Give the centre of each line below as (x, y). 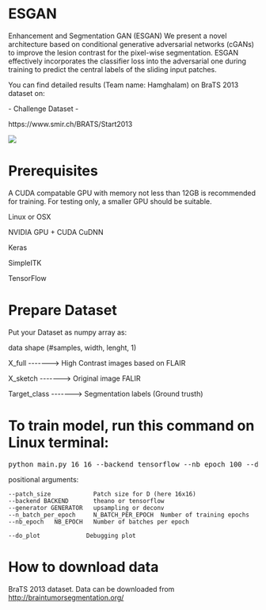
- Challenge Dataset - (44, 109)
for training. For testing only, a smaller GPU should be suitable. (110, 201)
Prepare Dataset (63, 311)
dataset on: (27, 93)
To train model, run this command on (131, 426)
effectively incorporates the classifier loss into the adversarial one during (127, 61)
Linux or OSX (30, 217)
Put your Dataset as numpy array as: (68, 332)
